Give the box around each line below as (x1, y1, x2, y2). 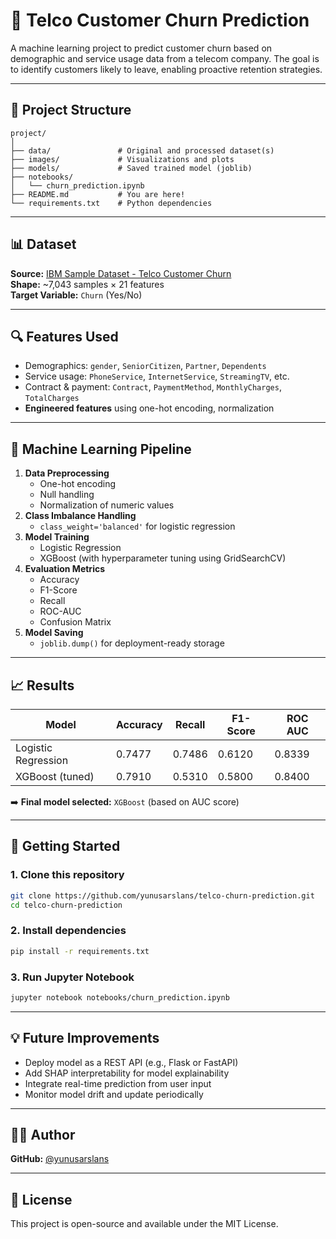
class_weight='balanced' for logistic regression (39, 520, 236, 533)
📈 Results (10, 677, 75, 694)
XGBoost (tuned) (15, 770, 95, 783)
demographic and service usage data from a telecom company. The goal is (10, 52, 320, 64)
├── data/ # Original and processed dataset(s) (10, 145, 275, 156)
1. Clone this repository (10, 868, 125, 882)
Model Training (24, 531, 90, 543)
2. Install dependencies (10, 924, 127, 938)
